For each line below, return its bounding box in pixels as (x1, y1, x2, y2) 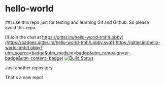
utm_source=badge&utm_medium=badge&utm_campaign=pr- (5, 50, 131, 56)
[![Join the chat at (5, 34, 41, 40)
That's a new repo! (5, 74, 43, 80)
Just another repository (5, 65, 53, 71)
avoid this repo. (5, 24, 37, 30)
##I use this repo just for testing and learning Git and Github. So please (5, 19, 149, 25)
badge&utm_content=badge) (5, 55, 64, 61)
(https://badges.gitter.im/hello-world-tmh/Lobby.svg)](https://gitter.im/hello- (5, 39, 161, 45)
